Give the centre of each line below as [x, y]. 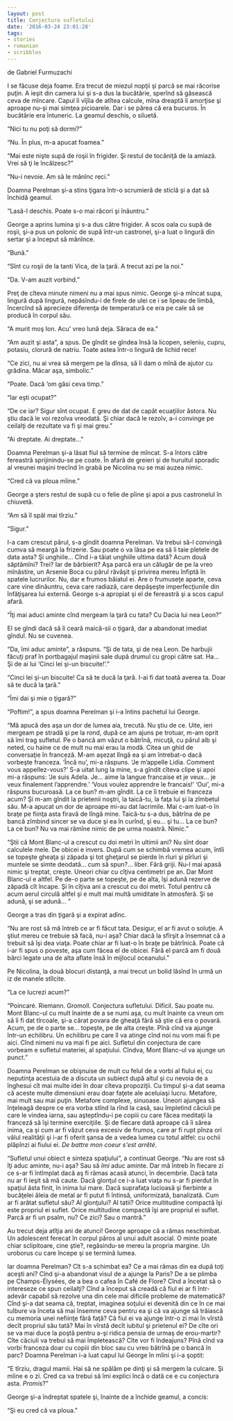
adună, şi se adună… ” [39, 901]
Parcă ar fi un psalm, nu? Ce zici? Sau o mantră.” [77, 1217]
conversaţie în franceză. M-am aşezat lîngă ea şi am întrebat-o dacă [105, 755]
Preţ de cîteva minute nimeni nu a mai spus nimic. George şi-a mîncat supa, [115, 293]
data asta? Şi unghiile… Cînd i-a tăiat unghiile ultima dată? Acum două [107, 556]
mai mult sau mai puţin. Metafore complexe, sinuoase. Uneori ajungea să [111, 1100]
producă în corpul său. [40, 315]
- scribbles [24, 53]
